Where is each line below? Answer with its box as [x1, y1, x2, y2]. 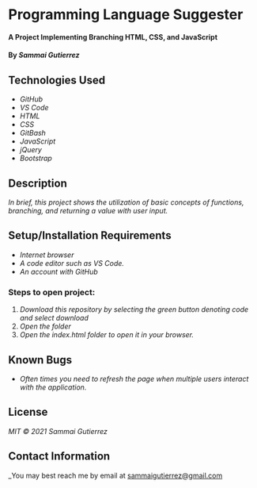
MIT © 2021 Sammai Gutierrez [8, 426, 108, 436]
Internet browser [19, 250, 74, 259]
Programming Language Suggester [8, 6, 244, 24]
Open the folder [19, 321, 71, 331]
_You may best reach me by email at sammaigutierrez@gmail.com [8, 471, 223, 480]
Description [8, 176, 67, 190]
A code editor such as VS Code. [19, 258, 125, 267]
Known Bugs [8, 353, 73, 367]
